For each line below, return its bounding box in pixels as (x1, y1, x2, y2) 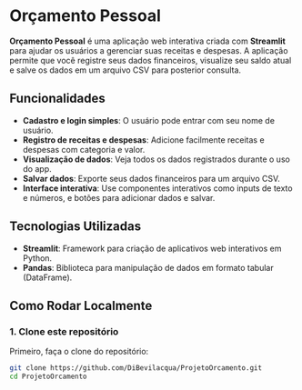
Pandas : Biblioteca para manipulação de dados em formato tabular (22, 262, 275, 273)
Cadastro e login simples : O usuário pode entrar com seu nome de (22, 115, 276, 125)
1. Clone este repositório (9, 325, 119, 337)
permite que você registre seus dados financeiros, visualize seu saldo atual (9, 55, 292, 65)
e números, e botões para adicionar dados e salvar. (22, 192, 216, 203)
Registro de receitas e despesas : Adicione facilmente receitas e (22, 134, 266, 145)
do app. (22, 163, 52, 174)
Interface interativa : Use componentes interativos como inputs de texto (22, 183, 293, 194)
